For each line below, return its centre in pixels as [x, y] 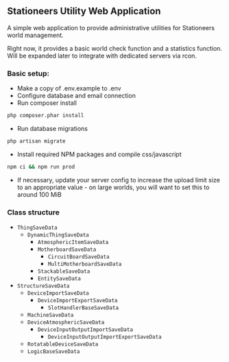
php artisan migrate [37, 141]
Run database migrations [52, 128]
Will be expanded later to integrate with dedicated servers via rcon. [102, 56]
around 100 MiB [39, 194]
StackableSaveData [64, 271]
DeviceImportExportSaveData [77, 301]
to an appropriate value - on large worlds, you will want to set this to [113, 187]
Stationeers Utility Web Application [84, 11]
